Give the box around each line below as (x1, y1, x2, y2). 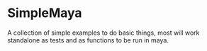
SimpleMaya (7, 5, 83, 21)
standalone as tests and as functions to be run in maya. (7, 35, 169, 44)
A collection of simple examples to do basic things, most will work (7, 28, 200, 37)
